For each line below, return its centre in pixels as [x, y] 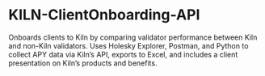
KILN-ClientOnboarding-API [104, 15]
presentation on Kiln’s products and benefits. [83, 63]
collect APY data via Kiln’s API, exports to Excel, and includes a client [123, 54]
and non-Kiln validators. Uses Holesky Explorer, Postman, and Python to [128, 45]
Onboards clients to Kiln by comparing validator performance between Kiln [133, 37]
